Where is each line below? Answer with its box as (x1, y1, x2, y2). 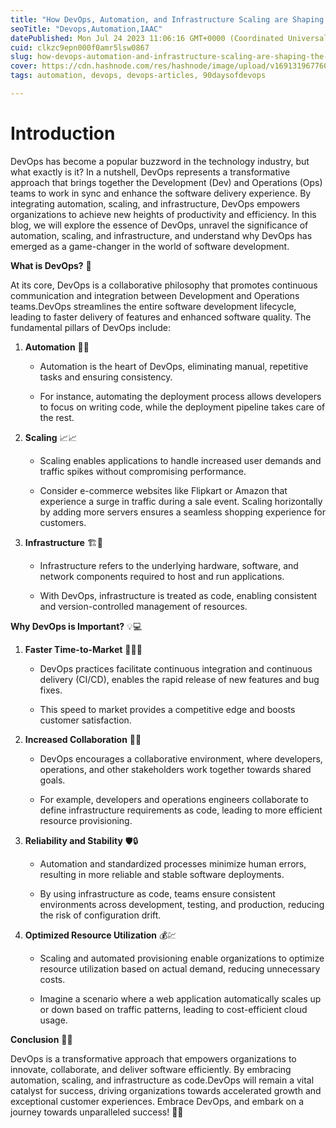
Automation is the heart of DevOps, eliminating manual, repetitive (39, 360, 309, 372)
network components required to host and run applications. (39, 570, 285, 582)
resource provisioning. (39, 814, 133, 826)
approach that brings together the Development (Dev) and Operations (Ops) (10, 176, 323, 188)
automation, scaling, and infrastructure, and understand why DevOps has (10, 229, 313, 241)
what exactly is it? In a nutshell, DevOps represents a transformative (10, 166, 291, 178)
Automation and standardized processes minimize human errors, (39, 857, 307, 870)
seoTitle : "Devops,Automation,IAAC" (10, 24, 163, 34)
